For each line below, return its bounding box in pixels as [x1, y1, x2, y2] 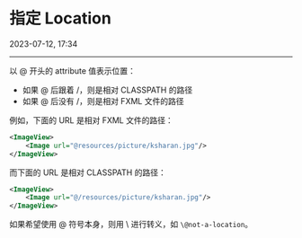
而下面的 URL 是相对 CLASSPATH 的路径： [9, 167, 166, 178]
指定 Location [9, 8, 112, 29]
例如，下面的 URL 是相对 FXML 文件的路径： [9, 114, 173, 126]
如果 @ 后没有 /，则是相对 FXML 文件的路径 [22, 95, 184, 106]
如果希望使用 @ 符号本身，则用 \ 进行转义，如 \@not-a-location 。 [9, 219, 253, 230]
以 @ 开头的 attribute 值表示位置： [9, 65, 137, 76]
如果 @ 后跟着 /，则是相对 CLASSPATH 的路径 [22, 84, 193, 95]
